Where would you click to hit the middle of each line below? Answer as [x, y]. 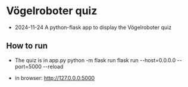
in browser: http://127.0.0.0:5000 [55, 78]
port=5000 [28, 66]
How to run [27, 46]
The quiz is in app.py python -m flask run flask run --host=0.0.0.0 [95, 60]
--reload [53, 66]
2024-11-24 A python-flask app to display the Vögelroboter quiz [93, 27]
